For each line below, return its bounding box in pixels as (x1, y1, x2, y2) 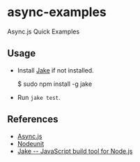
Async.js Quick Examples (7, 27, 80, 36)
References (7, 113, 59, 126)
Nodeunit (17, 139, 44, 147)
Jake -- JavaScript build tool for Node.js (17, 147, 133, 155)
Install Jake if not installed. (17, 66, 94, 74)
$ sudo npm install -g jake (17, 80, 93, 88)
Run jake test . (17, 93, 61, 101)
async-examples (7, 4, 107, 20)
